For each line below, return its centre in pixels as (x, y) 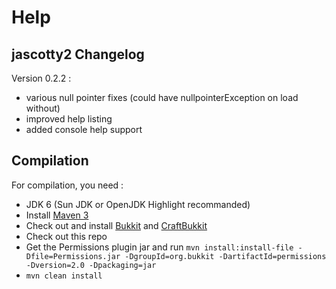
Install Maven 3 (57, 215)
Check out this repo (66, 236)
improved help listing (69, 119)
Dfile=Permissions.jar (73, 256)
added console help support (84, 129)
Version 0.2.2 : (41, 78)
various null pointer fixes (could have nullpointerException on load (162, 97)
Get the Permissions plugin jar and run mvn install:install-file (159, 247)
